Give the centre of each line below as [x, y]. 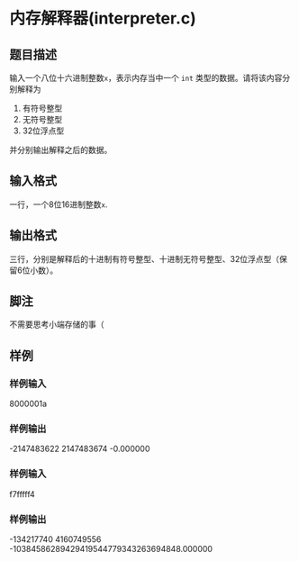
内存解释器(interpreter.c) [103, 18]
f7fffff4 [22, 494]
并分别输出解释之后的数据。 [61, 150]
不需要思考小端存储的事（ [57, 324]
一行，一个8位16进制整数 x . [59, 204]
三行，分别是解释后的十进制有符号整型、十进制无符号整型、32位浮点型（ [145, 258]
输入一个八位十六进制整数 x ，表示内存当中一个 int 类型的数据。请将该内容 [146, 78]
